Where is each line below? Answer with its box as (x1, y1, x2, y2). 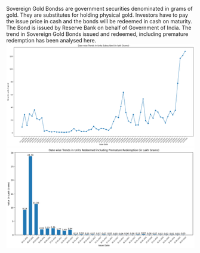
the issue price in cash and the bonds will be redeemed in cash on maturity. (6, 18, 192, 25)
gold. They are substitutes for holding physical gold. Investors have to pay (6, 11, 189, 19)
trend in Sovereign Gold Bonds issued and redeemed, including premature (6, 31, 189, 38)
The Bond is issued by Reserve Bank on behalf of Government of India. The (6, 24, 192, 31)
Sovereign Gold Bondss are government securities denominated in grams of (6, 5, 193, 12)
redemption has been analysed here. (6, 37, 97, 44)
